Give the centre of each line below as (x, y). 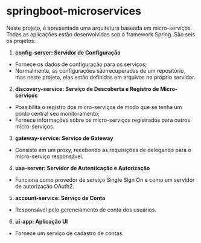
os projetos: (21, 41)
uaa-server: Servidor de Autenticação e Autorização (82, 168)
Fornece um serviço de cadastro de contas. (69, 233)
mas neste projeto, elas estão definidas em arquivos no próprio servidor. (105, 77)
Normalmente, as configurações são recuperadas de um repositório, (100, 70)
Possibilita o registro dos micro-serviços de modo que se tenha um (98, 107)
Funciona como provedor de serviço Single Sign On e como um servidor (105, 179)
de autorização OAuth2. (44, 186)
